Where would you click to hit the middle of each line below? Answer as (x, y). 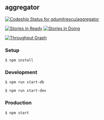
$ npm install (19, 60)
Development (21, 72)
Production (18, 103)
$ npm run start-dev (26, 91)
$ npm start (17, 113)
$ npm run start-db (25, 82)
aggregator (22, 7)
